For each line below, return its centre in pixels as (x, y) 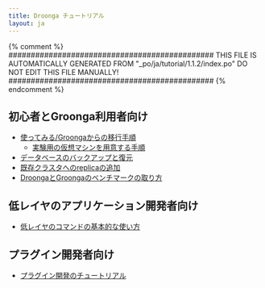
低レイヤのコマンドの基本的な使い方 (80, 227)
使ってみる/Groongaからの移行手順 (78, 137)
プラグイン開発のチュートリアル (73, 275)
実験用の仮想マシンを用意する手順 (89, 148)
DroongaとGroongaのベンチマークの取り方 (91, 177)
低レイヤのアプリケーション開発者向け (104, 205)
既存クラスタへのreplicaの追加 (70, 168)
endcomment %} (36, 89)
